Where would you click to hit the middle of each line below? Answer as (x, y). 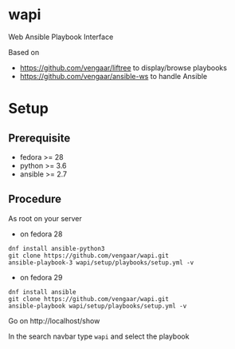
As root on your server (45, 218)
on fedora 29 (41, 277)
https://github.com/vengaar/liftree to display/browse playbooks (123, 67)
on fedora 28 (41, 234)
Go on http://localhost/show (54, 320)
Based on (24, 52)
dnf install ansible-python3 (57, 248)
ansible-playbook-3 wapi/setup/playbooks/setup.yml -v (101, 262)
